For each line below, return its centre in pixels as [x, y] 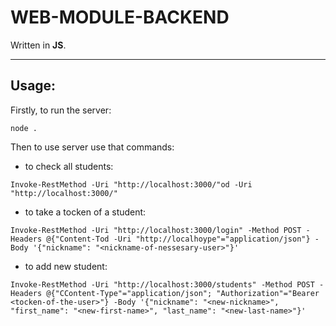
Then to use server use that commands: [92, 147]
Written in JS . [38, 45]
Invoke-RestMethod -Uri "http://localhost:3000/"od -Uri [131, 184]
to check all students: [69, 166]
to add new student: [66, 266]
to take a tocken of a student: [85, 212]
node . [24, 128]
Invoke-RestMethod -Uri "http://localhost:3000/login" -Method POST [156, 230]
